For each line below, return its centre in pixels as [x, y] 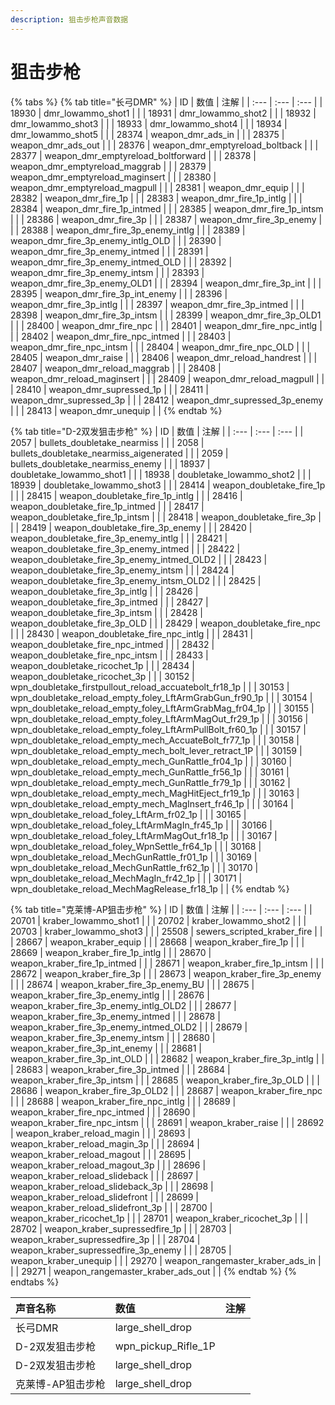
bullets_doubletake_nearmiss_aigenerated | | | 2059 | [119, 453]
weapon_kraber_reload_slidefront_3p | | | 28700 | [111, 1207]
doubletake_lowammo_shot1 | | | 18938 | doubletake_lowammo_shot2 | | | [161, 474]
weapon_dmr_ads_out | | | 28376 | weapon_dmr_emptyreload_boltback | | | [164, 145]
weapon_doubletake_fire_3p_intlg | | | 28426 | [104, 591]
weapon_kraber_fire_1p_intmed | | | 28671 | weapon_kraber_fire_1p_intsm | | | [167, 963]
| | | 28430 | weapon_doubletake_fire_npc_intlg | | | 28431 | [132, 633]
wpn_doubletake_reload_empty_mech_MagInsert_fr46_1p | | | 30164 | [152, 803]
